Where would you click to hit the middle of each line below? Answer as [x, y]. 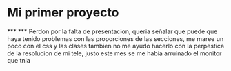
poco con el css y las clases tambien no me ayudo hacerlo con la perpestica [116, 46]
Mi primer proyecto [63, 13]
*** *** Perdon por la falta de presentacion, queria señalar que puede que [112, 31]
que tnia [19, 60]
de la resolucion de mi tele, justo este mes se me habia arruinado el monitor [114, 53]
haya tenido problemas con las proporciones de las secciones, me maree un [115, 38]
